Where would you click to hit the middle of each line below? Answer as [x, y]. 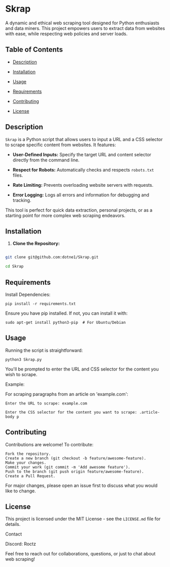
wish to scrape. [21, 374]
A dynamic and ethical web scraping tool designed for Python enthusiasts [82, 23]
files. [18, 175]
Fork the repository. [28, 454]
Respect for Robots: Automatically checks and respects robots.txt [83, 170]
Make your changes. [26, 462]
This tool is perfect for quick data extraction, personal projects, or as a [79, 210]
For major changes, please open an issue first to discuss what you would [81, 485]
